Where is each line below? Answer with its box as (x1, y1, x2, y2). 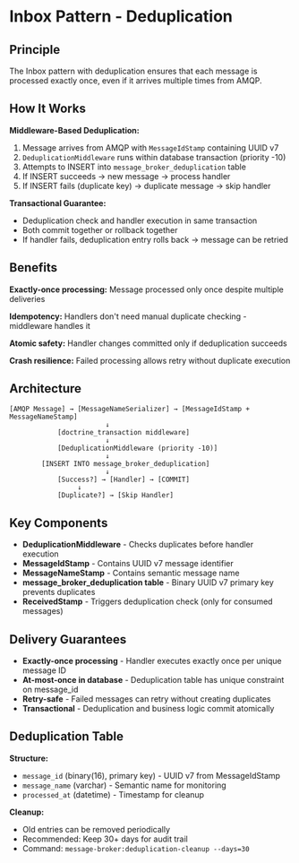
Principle (9, 42, 61, 57)
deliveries (9, 293, 46, 304)
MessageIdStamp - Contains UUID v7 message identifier (21, 558, 235, 569)
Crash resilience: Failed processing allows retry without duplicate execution (9, 355, 291, 366)
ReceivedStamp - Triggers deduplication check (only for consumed (21, 596, 273, 607)
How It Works (9, 101, 87, 117)
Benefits (9, 260, 58, 275)
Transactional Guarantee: (9, 197, 107, 208)
